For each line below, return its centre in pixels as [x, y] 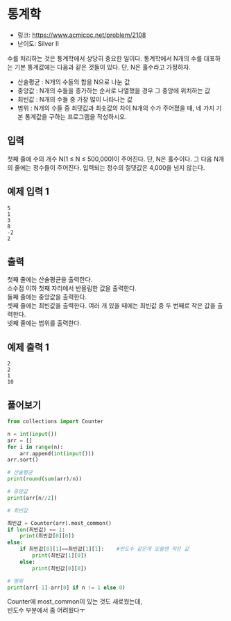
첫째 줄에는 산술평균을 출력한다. [50, 280]
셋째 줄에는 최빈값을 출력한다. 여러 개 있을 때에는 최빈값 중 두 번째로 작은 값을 [112, 306]
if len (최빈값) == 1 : [36, 530]
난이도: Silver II [38, 43]
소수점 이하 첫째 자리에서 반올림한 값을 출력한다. [72, 288]
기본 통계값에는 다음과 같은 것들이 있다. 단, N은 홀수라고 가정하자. [102, 67]
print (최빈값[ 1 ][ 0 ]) [60, 556]
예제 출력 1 [28, 347]
